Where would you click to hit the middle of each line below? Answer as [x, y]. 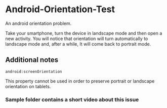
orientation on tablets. [28, 86]
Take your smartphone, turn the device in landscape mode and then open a [84, 33]
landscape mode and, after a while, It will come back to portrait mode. [78, 44]
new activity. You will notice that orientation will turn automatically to [77, 39]
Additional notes [32, 60]
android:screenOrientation [34, 71]
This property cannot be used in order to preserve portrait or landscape [80, 81]
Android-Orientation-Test [60, 9]
